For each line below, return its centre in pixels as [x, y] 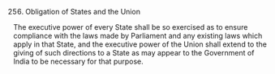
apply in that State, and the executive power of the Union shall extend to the [140, 44]
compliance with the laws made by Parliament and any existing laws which [138, 36]
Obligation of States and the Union [83, 12]
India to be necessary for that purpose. [79, 61]
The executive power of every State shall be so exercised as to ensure [131, 27]
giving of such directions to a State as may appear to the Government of [134, 53]
